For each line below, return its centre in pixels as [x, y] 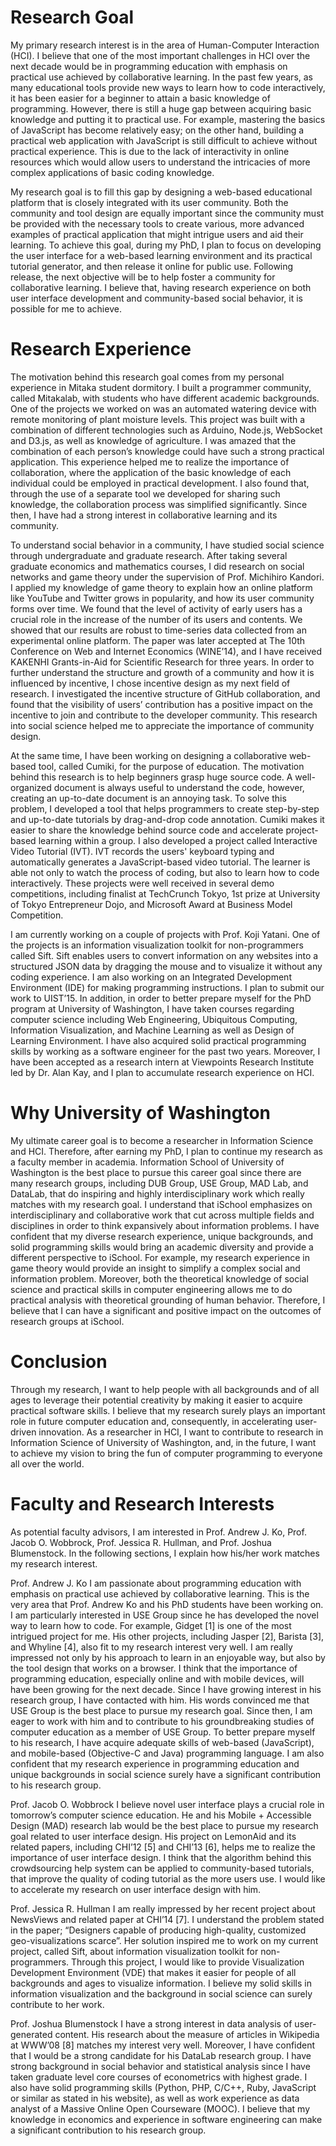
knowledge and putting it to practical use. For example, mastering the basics [168, 119]
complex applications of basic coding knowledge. [112, 172]
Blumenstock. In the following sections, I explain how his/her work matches [165, 1553]
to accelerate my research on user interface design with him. [136, 1889]
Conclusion [59, 1362]
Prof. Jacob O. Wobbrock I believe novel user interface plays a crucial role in [167, 1804]
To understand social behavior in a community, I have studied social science [167, 545]
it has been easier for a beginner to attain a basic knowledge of [140, 98]
